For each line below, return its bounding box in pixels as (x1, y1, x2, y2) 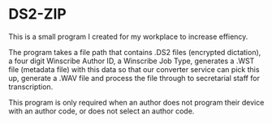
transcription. (8, 82, 54, 92)
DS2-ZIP (8, 5, 67, 24)
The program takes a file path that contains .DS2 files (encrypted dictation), (8, 47, 261, 57)
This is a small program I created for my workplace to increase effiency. (8, 32, 248, 41)
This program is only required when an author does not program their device (8, 97, 265, 107)
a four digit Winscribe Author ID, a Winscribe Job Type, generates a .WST (8, 56, 255, 66)
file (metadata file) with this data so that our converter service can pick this (8, 64, 260, 74)
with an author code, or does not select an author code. (8, 106, 195, 116)
